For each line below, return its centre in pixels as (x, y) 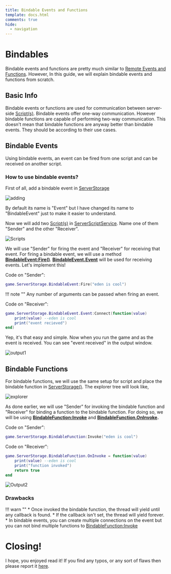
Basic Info (21, 96)
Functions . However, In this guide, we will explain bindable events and (79, 74)
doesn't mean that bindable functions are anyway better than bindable (79, 124)
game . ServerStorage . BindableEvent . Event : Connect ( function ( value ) (76, 313)
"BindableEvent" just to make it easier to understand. (61, 213)
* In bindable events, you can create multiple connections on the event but (84, 520)
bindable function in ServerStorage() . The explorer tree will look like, (77, 387)
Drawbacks (20, 498)
